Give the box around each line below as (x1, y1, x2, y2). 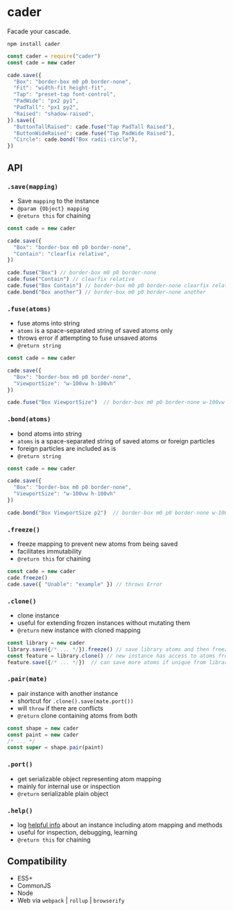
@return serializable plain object (17, 789, 109, 798)
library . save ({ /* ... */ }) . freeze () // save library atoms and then (7, 646, 209, 653)
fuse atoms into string (17, 319, 80, 327)
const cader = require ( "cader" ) (7, 53, 101, 60)
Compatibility (7, 855, 67, 867)
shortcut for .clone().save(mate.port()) (17, 697, 134, 705)
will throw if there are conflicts (17, 704, 104, 712)
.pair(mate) (7, 675, 48, 683)
